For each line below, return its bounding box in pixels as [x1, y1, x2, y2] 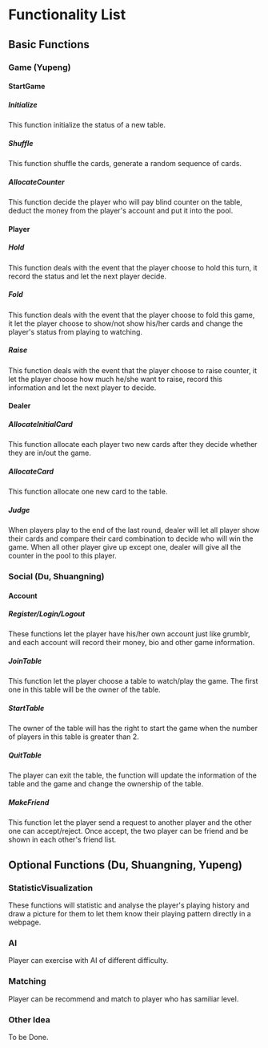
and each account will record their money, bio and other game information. [8, 638, 255, 648]
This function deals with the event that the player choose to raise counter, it [8, 365, 258, 375]
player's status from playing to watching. [8, 327, 142, 336]
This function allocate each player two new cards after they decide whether [8, 440, 258, 449]
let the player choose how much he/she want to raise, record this [8, 374, 222, 384]
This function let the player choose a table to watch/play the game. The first [8, 676, 258, 686]
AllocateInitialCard [8, 419, 74, 429]
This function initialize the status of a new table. [8, 120, 166, 130]
